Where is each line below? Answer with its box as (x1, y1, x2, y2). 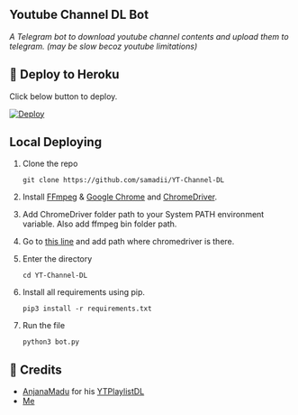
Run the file (22, 320, 66, 331)
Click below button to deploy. (9, 90, 118, 102)
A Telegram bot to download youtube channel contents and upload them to (9, 31, 290, 41)
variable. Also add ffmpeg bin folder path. (22, 218, 177, 229)
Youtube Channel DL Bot (9, 7, 149, 23)
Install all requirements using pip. (22, 287, 146, 298)
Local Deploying (9, 134, 102, 150)
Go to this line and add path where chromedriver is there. (22, 236, 235, 247)
